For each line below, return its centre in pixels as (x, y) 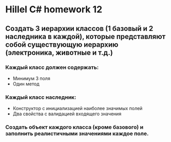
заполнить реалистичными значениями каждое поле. (77, 134)
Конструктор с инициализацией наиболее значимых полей (78, 109)
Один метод (26, 84)
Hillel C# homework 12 (54, 10)
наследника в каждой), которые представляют (85, 36)
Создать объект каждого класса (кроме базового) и (74, 127)
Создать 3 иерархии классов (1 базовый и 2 (79, 29)
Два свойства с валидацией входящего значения (67, 114)
